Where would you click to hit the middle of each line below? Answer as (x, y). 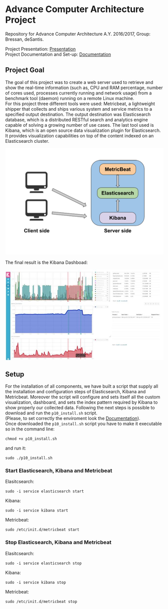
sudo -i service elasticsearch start (45, 491)
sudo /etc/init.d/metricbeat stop (41, 601)
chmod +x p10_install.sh (31, 439)
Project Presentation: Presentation (41, 49)
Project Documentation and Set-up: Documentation (58, 54)
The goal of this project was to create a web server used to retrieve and (79, 82)
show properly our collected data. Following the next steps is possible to (80, 407)
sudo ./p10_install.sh (29, 458)
